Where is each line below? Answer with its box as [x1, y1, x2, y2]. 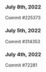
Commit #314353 [5, 38, 41, 44]
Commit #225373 [5, 15, 41, 21]
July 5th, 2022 [5, 27, 41, 34]
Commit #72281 [5, 62, 38, 68]
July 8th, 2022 [5, 3, 41, 10]
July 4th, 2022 [5, 51, 42, 58]
